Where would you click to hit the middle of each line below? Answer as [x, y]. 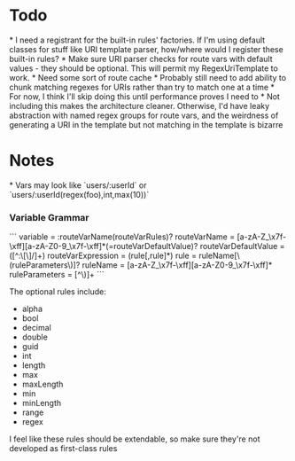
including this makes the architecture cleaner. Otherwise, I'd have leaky [140, 105]
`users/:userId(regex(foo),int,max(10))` [79, 194]
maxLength [43, 384]
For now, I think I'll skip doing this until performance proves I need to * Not [145, 96]
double [35, 337]
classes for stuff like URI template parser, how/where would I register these [146, 49]
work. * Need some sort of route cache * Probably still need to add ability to [147, 77]
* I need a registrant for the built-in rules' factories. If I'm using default [137, 40]
